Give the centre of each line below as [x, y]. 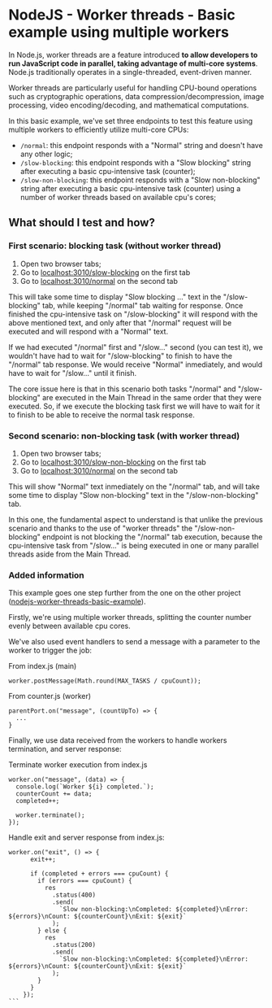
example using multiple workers [119, 32]
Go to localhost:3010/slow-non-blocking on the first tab [113, 462]
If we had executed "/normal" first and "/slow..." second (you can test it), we [136, 347]
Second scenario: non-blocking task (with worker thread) [124, 435]
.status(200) [73, 945]
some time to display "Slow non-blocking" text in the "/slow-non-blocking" [134, 495]
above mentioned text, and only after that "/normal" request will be [120, 322]
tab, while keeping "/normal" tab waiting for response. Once [142, 305]
